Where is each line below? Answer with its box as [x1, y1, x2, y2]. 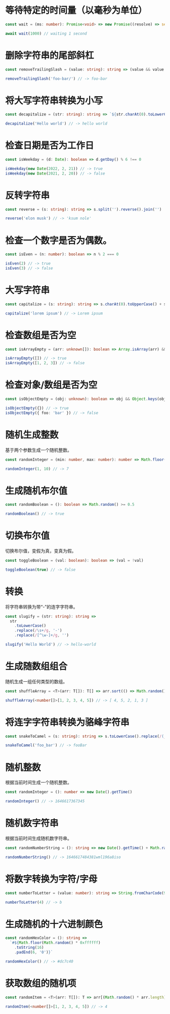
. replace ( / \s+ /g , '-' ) [14, 628, 62, 633]
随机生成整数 [5, 429, 59, 441]
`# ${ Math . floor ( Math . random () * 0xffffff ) [10, 940, 101, 945]
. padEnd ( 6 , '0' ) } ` [14, 949, 53, 954]
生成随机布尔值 [5, 485, 68, 497]
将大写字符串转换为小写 [5, 95, 103, 106]
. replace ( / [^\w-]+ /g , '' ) [14, 633, 69, 638]
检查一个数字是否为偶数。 [5, 235, 112, 246]
